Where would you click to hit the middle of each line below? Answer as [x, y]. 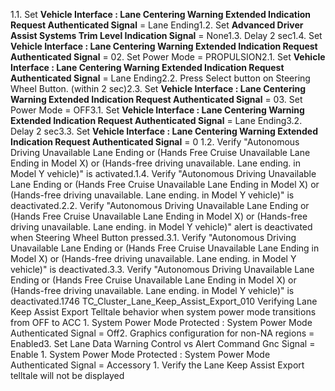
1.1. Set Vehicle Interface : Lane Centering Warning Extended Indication [161, 14]
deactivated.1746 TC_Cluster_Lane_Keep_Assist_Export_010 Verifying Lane [164, 301]
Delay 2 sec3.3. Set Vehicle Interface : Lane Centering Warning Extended [164, 131]
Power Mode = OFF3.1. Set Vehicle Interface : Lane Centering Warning [157, 110]
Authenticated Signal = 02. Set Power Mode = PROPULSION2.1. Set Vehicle [168, 57]
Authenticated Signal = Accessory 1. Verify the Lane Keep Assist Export [157, 365]
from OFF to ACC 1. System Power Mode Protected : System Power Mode [161, 322]
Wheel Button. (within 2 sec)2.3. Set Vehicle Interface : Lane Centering [158, 88]
